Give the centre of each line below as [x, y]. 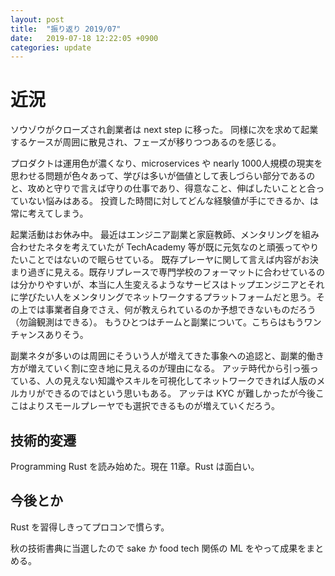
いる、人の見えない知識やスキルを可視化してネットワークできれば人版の [167, 381]
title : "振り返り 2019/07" [66, 29]
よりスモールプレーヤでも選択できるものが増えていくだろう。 [154, 406]
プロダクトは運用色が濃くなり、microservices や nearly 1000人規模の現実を [166, 163]
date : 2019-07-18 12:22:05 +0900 [84, 38]
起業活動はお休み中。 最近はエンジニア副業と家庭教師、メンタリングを [156, 235]
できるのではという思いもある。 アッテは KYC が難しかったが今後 [180, 393]
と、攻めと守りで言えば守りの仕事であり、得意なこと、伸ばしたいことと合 [163, 188]
